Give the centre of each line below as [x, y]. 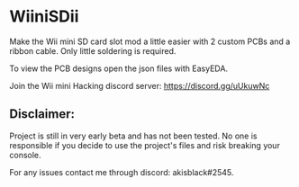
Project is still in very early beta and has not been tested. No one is [133, 136]
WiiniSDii [44, 17]
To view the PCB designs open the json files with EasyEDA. [118, 68]
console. [26, 155]
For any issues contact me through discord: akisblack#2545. [122, 172]
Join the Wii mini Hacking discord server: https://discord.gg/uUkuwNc [140, 85]
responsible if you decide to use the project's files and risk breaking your [145, 145]
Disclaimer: [42, 114]
